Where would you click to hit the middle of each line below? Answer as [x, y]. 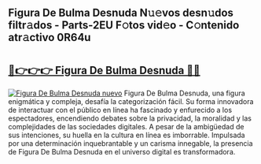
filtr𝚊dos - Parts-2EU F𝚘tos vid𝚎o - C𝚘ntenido [124, 26]
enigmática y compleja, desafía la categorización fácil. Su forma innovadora [131, 101]
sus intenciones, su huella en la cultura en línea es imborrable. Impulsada [127, 135]
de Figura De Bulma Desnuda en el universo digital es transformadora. [122, 152]
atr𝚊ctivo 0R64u [50, 37]
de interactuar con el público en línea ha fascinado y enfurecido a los [120, 110]
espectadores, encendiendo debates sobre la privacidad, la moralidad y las [130, 118]
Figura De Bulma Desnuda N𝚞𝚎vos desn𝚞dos [121, 13]
